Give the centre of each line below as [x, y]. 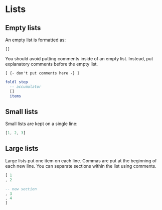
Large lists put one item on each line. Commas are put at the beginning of [81, 161]
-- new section [21, 189]
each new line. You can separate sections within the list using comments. [81, 166]
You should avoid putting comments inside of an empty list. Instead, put [79, 58]
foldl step [17, 82]
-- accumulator [26, 86]
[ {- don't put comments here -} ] [42, 73]
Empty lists [23, 28]
